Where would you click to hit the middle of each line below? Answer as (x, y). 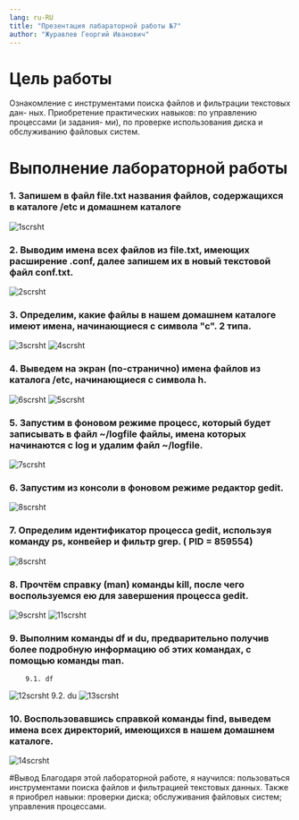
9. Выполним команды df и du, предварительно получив (139, 638)
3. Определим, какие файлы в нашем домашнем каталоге (143, 315)
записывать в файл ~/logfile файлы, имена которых (128, 433)
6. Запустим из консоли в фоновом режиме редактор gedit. (146, 487)
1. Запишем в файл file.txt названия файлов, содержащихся (146, 196)
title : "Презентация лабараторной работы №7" (95, 26)
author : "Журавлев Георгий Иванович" (79, 34)
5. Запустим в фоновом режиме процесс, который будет (140, 423)
